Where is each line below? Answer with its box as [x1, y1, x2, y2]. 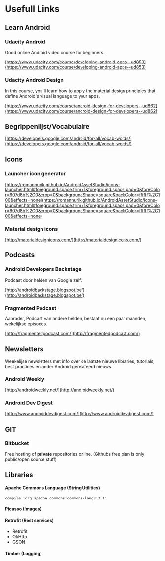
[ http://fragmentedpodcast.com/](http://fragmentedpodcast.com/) [5, 330, 140, 336]
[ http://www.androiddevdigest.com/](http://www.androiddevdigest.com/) [5, 411, 154, 417]
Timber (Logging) [5, 551, 42, 557]
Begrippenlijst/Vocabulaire [5, 123, 90, 131]
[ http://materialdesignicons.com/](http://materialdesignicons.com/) [5, 237, 142, 243]
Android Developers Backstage [5, 266, 82, 273]
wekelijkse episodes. [5, 321, 48, 327]
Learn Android [5, 23, 50, 32]
